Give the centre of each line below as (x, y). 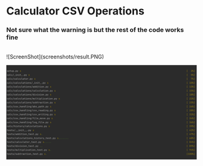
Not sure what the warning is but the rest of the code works (95, 30)
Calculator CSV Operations (76, 11)
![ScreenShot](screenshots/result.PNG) (55, 57)
